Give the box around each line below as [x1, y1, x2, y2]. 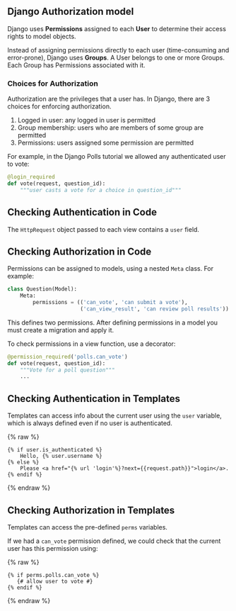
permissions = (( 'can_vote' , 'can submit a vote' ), [33, 299, 189, 306]
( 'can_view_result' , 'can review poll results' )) [80, 305, 230, 313]
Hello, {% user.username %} [20, 453, 102, 460]
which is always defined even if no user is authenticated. [7, 419, 173, 427]
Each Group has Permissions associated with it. [7, 60, 146, 69]
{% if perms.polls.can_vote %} [7, 571, 100, 578]
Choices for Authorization [7, 78, 99, 88]
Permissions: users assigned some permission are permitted [17, 138, 194, 147]
